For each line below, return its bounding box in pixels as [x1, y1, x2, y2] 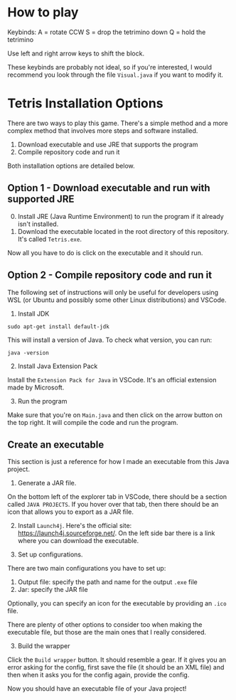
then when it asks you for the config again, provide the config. [7, 671, 190, 679]
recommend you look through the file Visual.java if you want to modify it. [7, 70, 224, 79]
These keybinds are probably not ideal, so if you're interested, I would [7, 63, 212, 71]
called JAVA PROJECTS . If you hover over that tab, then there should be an [7, 500, 219, 509]
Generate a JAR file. [17, 479, 77, 488]
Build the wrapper [17, 642, 70, 650]
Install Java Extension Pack [17, 362, 98, 370]
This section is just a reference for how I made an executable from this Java [7, 458, 230, 466]
